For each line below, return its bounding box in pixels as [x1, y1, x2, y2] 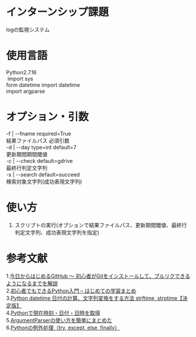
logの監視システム [6, 26, 50, 33]
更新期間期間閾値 [6, 150, 48, 158]
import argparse [6, 87, 45, 94]
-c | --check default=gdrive [6, 157, 73, 164]
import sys [7, 75, 34, 82]
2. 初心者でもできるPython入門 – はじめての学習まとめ [6, 287, 137, 294]
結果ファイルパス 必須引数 [6, 137, 69, 144]
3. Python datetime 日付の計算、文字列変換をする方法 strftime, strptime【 [6, 295, 183, 302]
